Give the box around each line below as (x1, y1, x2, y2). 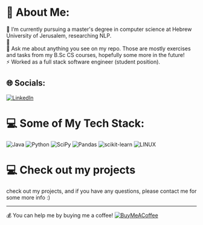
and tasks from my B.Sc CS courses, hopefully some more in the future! (6, 51, 185, 58)
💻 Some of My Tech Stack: (6, 116, 145, 130)
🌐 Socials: (6, 78, 46, 89)
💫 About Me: (6, 5, 70, 19)
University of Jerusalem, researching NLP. (6, 32, 112, 39)
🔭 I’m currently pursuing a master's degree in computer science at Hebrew (6, 25, 192, 33)
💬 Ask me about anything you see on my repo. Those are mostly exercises (6, 45, 192, 52)
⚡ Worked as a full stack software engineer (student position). (6, 58, 161, 65)
